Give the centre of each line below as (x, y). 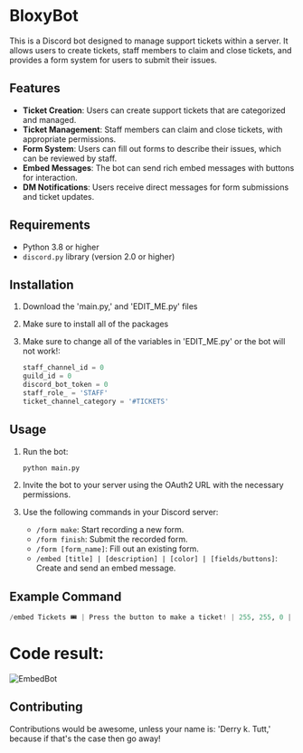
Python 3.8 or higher (61, 247)
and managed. (49, 119)
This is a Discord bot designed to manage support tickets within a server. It (149, 41)
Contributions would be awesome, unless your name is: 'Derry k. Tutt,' (140, 729)
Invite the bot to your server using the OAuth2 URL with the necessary (153, 485)
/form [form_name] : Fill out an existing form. (117, 549)
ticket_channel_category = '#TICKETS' (95, 401)
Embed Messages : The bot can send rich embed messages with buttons (158, 167)
